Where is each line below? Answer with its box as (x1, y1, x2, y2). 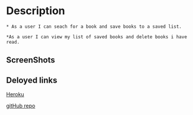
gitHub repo (6, 102, 36, 110)
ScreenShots (6, 55, 55, 65)
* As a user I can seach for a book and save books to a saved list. (6, 24, 182, 29)
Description (6, 4, 65, 18)
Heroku (6, 91, 24, 98)
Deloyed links (6, 75, 58, 85)
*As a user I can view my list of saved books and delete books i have (6, 34, 187, 40)
